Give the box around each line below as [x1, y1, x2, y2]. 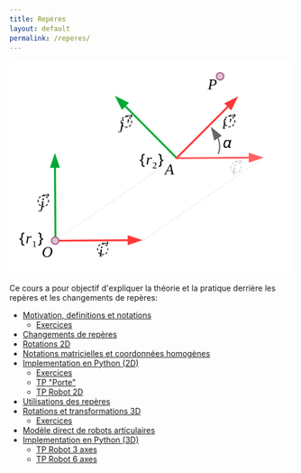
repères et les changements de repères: [9, 292, 158, 302]
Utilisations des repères [22, 395, 111, 406]
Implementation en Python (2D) [22, 357, 140, 368]
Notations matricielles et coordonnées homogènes [22, 348, 211, 358]
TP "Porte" [35, 376, 77, 387]
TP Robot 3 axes [35, 443, 97, 455]
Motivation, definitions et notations [22, 310, 151, 320]
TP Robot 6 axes [35, 453, 97, 464]
